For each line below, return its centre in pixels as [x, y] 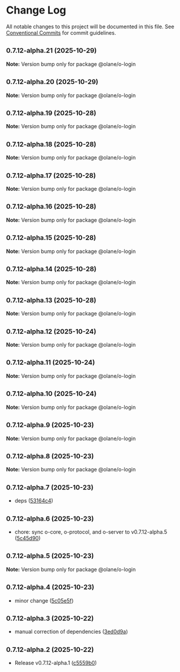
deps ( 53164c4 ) [34, 501]
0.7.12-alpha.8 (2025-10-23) [50, 456]
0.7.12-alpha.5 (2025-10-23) [50, 556]
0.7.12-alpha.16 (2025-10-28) [51, 207]
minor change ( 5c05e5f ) [44, 600]
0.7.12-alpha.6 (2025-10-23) [50, 518]
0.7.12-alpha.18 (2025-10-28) [51, 144]
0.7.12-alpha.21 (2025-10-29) [51, 51]
